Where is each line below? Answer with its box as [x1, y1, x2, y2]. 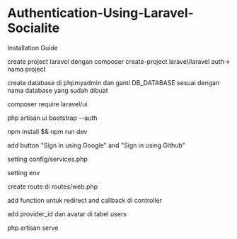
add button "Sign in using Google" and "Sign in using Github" [7, 140, 185, 150]
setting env [7, 168, 40, 177]
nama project [7, 65, 46, 73]
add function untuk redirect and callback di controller [7, 196, 163, 204]
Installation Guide [7, 43, 58, 52]
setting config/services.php [7, 155, 88, 163]
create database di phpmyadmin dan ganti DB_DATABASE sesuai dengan [7, 78, 220, 87]
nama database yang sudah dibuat [7, 86, 108, 94]
